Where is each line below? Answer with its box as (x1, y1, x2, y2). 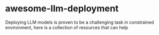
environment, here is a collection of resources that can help (5, 24, 128, 30)
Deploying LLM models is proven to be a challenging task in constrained (5, 19, 154, 25)
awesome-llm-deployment (5, 3, 119, 14)
